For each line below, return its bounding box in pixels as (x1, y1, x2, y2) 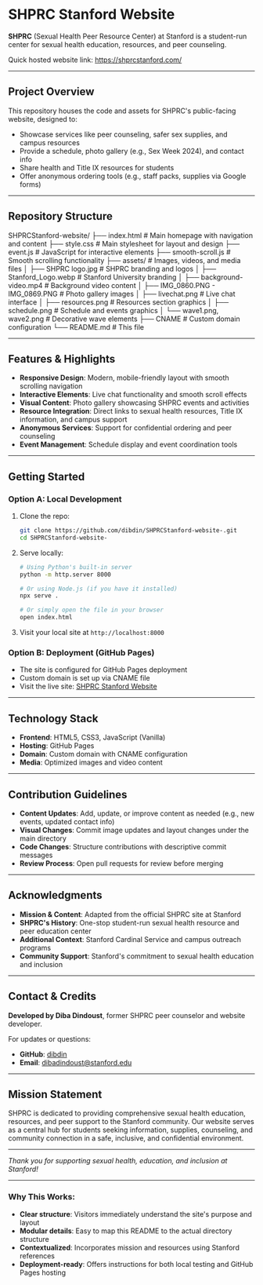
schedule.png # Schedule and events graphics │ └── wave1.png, (8, 305, 219, 315)
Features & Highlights (8, 352, 116, 366)
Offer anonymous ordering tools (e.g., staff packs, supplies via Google (19, 171, 247, 181)
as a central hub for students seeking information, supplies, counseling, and (8, 1125, 253, 1135)
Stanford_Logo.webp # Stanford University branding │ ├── (8, 272, 200, 282)
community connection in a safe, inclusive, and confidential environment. (8, 1134, 244, 1143)
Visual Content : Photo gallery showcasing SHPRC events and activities (19, 398, 250, 407)
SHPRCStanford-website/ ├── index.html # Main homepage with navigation (8, 230, 253, 240)
